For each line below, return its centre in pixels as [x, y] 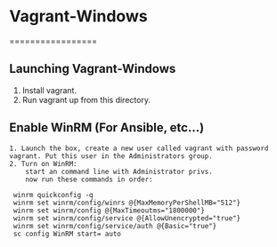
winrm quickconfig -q [53, 195]
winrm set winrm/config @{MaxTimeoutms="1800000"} [109, 211]
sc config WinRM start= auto [67, 234]
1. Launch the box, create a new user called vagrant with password [139, 148]
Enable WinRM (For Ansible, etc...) [107, 127]
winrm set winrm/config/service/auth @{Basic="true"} [115, 226]
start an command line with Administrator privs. [119, 171]
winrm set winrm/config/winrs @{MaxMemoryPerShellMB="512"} [127, 203]
